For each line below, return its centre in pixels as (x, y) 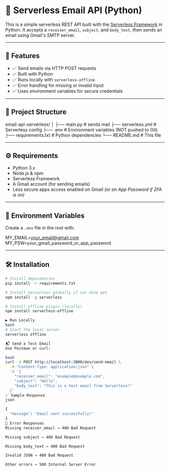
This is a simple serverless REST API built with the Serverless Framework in (84, 24)
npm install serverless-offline (39, 311)
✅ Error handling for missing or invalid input (58, 85)
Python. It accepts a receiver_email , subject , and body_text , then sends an (84, 29)
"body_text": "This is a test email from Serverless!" (73, 386)
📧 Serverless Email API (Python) (74, 10)
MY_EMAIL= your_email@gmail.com (42, 238)
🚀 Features (23, 56)
